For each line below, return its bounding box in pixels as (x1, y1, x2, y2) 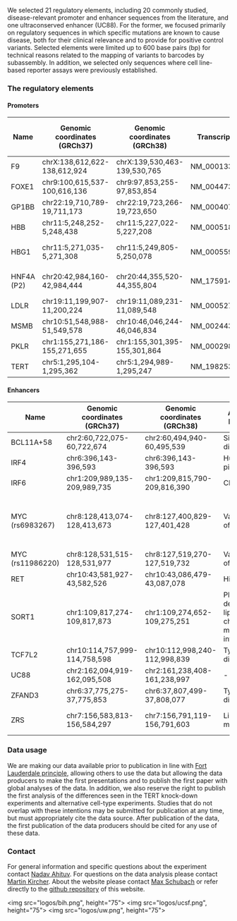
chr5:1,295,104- (42, 358, 100, 367)
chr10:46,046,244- (116, 317, 183, 327)
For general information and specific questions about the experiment (7, 862, 207, 870)
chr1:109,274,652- (144, 608, 212, 618)
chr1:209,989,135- (66, 474, 134, 484)
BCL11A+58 (11, 437, 53, 447)
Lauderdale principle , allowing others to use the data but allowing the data (7, 769, 223, 777)
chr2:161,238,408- (144, 666, 212, 676)
